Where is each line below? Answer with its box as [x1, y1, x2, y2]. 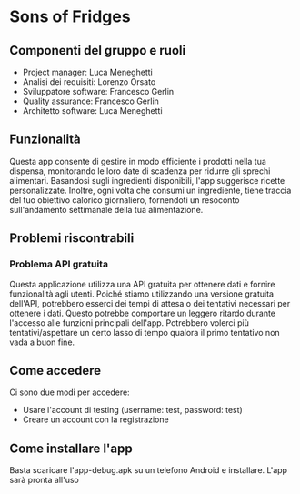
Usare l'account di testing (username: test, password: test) [22, 405, 243, 416]
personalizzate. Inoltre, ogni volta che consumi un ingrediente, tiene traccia [9, 185, 292, 196]
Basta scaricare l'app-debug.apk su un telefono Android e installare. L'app [9, 465, 288, 476]
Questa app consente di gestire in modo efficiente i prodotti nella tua [9, 156, 266, 166]
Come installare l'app [9, 440, 134, 456]
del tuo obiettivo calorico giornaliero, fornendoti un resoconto [9, 194, 240, 206]
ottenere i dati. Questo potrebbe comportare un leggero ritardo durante [9, 307, 275, 318]
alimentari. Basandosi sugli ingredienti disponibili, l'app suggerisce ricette [9, 175, 285, 186]
